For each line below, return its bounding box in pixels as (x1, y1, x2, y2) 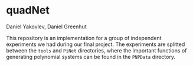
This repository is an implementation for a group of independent (6, 34, 162, 41)
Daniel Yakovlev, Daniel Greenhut (6, 23, 87, 30)
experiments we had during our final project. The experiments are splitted (6, 41, 185, 48)
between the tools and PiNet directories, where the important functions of (6, 47, 187, 54)
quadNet (6, 4, 50, 17)
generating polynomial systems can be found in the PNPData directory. (6, 53, 176, 60)
